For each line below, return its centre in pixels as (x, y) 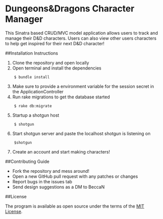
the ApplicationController (38, 91)
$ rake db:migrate (33, 106)
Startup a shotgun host (36, 115)
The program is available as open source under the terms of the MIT (75, 206)
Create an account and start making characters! (61, 151)
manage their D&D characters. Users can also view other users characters (81, 38)
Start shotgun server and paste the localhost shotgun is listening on (81, 133)
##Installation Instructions (32, 53)
